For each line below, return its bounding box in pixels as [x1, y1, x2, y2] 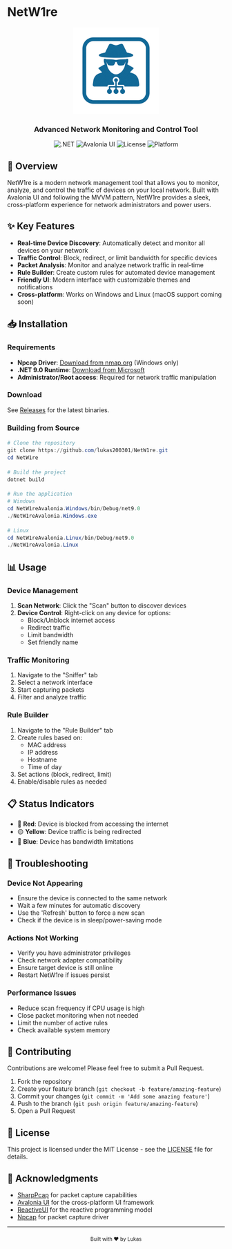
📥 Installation [7, 318, 68, 330]
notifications [17, 282, 53, 291]
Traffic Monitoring [7, 655, 70, 665]
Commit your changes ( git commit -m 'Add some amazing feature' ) [17, 1092, 211, 1101]
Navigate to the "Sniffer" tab [17, 671, 98, 679]
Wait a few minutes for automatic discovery [17, 902, 141, 910]
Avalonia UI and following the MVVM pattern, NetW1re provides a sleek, [7, 193, 211, 202]
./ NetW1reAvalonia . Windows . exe [7, 512, 97, 519]
